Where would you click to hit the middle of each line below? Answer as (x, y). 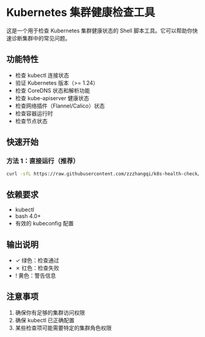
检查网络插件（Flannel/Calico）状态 (60, 106)
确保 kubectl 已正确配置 (45, 320)
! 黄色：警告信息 (35, 275)
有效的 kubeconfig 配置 (45, 223)
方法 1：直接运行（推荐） (43, 161)
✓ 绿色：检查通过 (37, 260)
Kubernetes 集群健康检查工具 (81, 13)
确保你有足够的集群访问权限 (50, 313)
